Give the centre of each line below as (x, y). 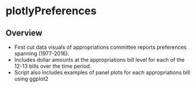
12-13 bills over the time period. (53, 66)
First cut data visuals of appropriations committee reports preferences (100, 47)
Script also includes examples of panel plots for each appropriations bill (102, 72)
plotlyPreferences (51, 11)
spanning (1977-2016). (42, 54)
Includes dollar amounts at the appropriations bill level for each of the (99, 60)
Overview (24, 33)
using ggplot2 (31, 79)
